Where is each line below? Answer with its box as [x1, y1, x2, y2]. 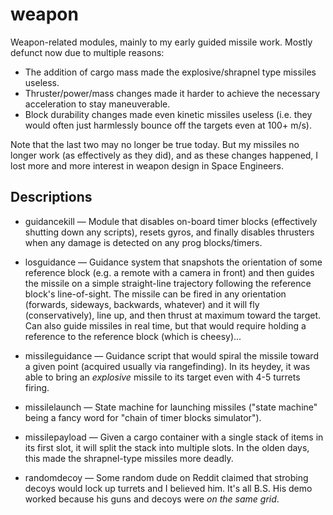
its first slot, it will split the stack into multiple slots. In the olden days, [24, 441, 310, 453]
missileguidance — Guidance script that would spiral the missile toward [24, 349, 319, 362]
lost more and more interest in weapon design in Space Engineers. [10, 159, 284, 172]
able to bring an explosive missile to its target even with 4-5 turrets [24, 371, 301, 383]
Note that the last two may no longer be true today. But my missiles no [10, 138, 300, 150]
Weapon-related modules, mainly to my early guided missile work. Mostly [10, 36, 313, 48]
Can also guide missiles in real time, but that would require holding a [24, 319, 307, 332]
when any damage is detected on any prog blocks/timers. [24, 236, 263, 248]
